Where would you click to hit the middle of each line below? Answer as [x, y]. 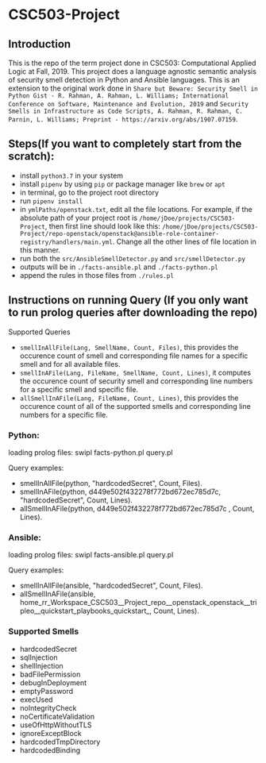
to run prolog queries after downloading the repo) [133, 312]
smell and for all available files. [70, 364]
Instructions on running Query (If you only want [128, 301]
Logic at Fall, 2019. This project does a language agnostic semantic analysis [132, 71]
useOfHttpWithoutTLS [56, 725]
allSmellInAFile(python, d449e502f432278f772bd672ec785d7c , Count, [137, 508]
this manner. [40, 250]
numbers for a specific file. [64, 414]
